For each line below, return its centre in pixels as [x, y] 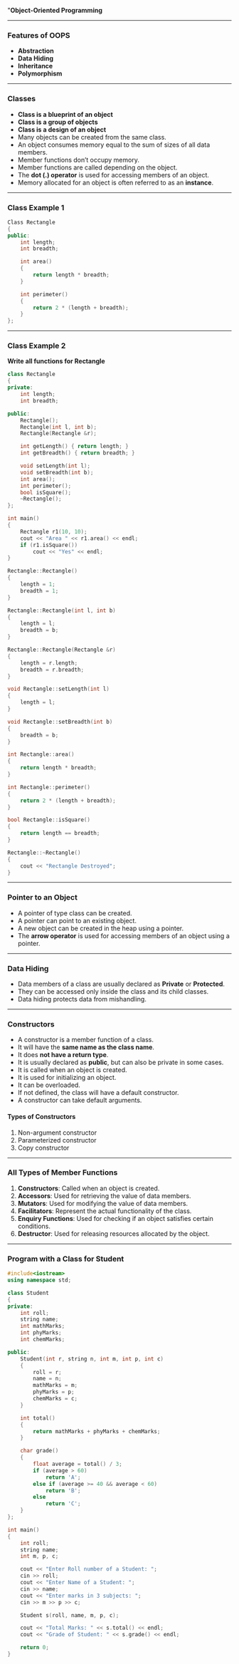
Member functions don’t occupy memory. [79, 160]
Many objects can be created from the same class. [92, 137]
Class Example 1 [36, 207]
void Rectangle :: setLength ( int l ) [59, 689]
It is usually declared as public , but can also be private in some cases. [121, 1062]
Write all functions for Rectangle [56, 361]
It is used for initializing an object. [67, 1078]
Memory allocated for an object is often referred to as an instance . [116, 182]
